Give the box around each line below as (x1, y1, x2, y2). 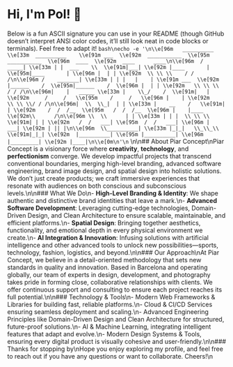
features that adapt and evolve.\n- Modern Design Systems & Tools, (7, 329, 202, 338)
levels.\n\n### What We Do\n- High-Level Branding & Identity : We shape (7, 188, 219, 197)
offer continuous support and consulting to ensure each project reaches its (7, 285, 223, 294)
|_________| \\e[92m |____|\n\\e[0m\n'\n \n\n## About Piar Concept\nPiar (7, 137, 225, 145)
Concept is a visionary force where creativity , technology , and (7, 144, 189, 153)
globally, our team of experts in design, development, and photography (7, 270, 211, 278)
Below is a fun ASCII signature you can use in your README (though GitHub (7, 29, 225, 38)
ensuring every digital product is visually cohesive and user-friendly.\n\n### (7, 337, 227, 345)
